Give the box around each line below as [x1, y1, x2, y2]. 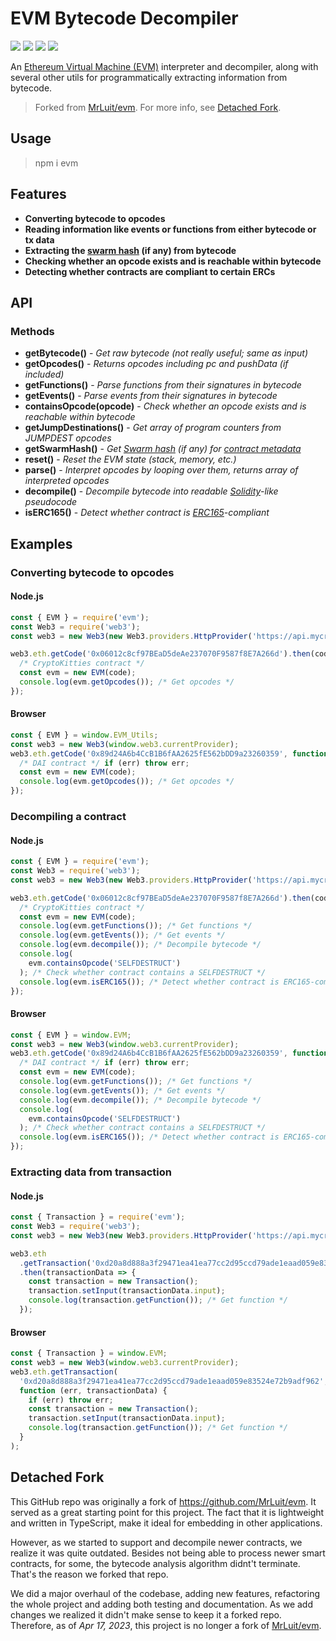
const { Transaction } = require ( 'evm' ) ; [10, 1212, 186, 1222]
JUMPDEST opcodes [24, 432, 112, 444]
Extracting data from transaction [10, 1165, 172, 1179]
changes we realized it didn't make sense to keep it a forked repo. [10, 1608, 282, 1621]
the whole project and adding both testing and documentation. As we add [10, 1598, 314, 1610]
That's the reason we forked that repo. [10, 1568, 169, 1580]
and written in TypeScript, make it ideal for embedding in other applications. [10, 1517, 323, 1529]
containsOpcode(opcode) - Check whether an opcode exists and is [24, 400, 307, 412]
